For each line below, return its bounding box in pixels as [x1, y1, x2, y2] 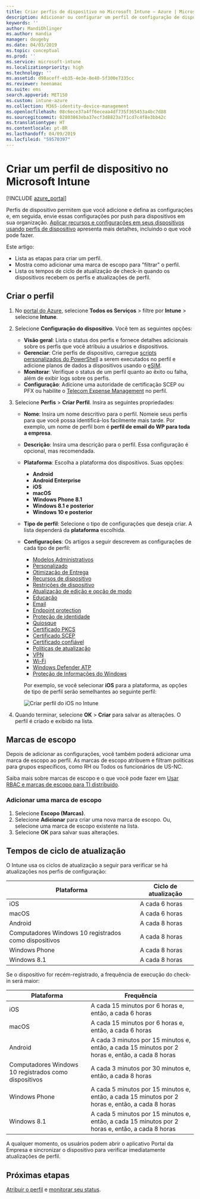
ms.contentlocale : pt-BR [6, 125, 68, 131]
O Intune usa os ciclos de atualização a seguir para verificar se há [6, 862, 168, 869]
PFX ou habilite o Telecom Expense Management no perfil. [23, 387, 168, 394]
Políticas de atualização [32, 644, 91, 651]
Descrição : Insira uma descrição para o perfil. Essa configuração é [23, 441, 189, 448]
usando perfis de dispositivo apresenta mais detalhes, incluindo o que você [6, 225, 192, 232]
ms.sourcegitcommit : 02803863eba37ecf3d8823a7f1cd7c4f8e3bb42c [6, 114, 167, 120]
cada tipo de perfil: [23, 544, 70, 551]
